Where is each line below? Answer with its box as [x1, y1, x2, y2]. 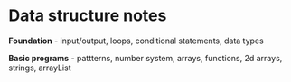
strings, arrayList [8, 62, 71, 73]
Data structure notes [8, 5, 167, 26]
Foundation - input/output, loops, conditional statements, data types [8, 35, 264, 46]
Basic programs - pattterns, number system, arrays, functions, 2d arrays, [8, 52, 283, 63]
